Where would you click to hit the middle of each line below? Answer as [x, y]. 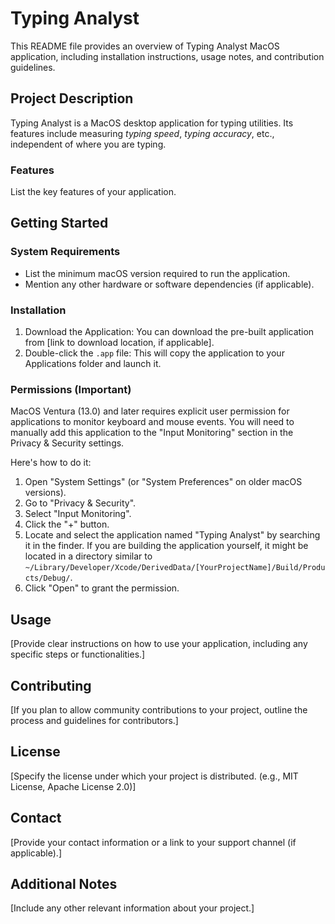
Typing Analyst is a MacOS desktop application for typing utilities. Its [152, 123]
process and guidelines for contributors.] [94, 720]
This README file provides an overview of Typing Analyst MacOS [145, 46]
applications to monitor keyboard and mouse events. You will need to [152, 422]
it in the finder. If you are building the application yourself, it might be [166, 546]
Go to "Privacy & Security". [80, 503]
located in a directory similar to [88, 556]
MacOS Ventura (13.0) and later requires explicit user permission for [150, 411]
